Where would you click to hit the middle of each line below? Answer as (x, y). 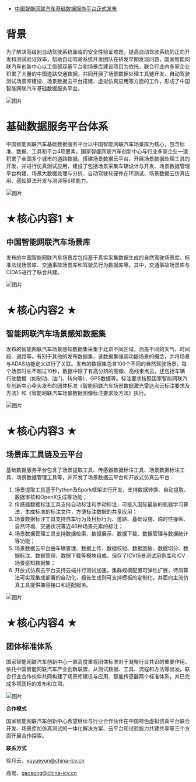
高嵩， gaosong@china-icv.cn (41, 773)
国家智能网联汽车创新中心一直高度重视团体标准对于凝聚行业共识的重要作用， (98, 661)
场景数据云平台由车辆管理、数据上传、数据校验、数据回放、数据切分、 (99, 548)
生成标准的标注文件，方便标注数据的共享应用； (81, 511)
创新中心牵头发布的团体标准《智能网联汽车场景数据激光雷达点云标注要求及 (100, 385)
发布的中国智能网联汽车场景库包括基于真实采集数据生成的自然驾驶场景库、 (95, 257)
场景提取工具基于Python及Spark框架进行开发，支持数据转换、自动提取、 (102, 489)
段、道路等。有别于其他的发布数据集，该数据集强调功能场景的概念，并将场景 (98, 356)
